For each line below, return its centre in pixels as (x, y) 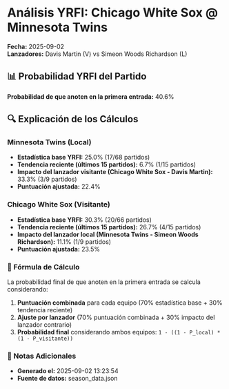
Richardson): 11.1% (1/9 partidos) (64, 241)
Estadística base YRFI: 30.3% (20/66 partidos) (84, 220)
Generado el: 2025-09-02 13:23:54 (68, 371)
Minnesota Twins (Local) (49, 142)
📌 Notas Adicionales (42, 356)
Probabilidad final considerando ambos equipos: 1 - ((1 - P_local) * (119, 332)
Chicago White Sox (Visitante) (59, 205)
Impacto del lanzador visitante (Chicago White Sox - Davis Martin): (115, 172)
